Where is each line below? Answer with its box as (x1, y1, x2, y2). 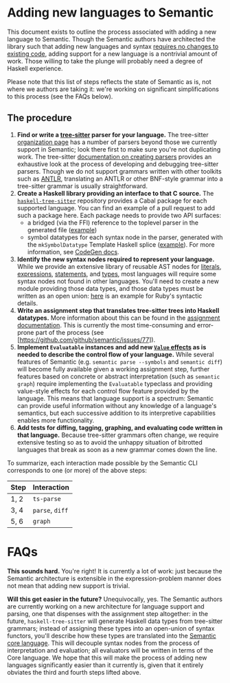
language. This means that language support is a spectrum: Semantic (16, 394, 214, 402)
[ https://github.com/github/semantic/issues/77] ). (16, 336, 156, 344)
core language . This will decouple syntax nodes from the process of (7, 639, 200, 647)
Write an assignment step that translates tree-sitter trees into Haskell (16, 306, 220, 314)
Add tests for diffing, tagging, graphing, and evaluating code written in (16, 423, 223, 431)
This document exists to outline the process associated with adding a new (7, 28, 217, 36)
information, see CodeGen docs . (27, 247, 119, 256)
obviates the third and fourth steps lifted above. (7, 668, 141, 676)
